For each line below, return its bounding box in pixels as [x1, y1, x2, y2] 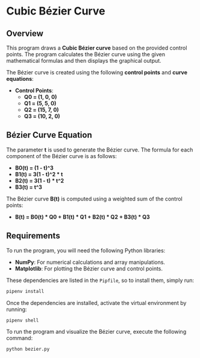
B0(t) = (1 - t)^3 [14, 164, 54, 171]
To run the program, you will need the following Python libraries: [6, 246, 166, 254]
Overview [6, 28, 44, 39]
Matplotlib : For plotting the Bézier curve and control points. [14, 264, 163, 272]
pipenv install [6, 288, 45, 294]
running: [6, 305, 27, 313]
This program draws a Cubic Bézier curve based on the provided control [6, 44, 187, 51]
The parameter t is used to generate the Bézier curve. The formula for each [6, 146, 193, 153]
